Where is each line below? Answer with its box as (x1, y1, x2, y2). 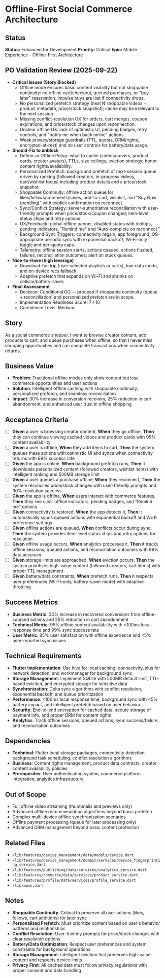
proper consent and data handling (12, 967, 81, 973)
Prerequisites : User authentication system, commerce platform (12, 771, 141, 777)
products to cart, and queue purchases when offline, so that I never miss (5, 337, 153, 343)
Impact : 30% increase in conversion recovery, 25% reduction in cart (12, 396, 152, 402)
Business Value (5, 362, 54, 370)
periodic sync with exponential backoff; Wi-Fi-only (44, 236, 148, 242)
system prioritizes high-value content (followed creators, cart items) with (12, 562, 161, 568)
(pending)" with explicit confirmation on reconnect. (19, 200, 124, 206)
